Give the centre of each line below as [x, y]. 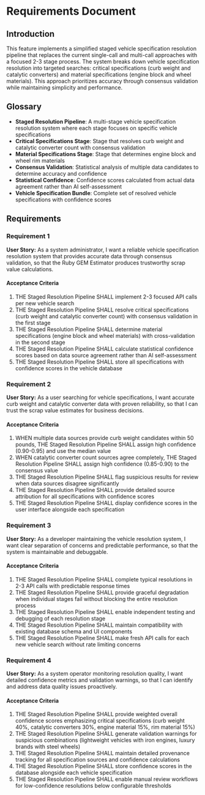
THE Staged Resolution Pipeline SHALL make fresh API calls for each [102, 638]
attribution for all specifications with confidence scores [85, 496]
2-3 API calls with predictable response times [73, 586]
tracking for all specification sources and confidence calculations [98, 760]
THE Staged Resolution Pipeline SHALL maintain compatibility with [99, 625]
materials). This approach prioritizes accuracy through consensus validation [102, 81]
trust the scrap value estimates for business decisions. [75, 410]
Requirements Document [71, 11]
